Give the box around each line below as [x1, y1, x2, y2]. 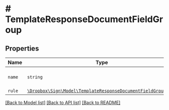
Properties [5, 44, 39, 52]
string [27, 74, 43, 80]
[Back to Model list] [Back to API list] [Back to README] [5, 99, 121, 105]
